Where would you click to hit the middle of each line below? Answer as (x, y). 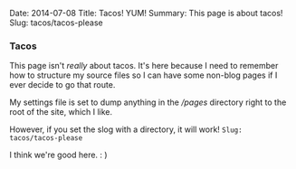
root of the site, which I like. (61, 112)
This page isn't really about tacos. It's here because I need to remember (144, 66)
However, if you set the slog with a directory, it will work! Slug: (126, 129)
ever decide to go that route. (62, 85)
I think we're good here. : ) (58, 155)
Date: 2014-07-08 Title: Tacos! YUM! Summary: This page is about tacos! (146, 13)
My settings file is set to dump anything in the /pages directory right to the (148, 102)
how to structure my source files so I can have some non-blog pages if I (143, 75)
